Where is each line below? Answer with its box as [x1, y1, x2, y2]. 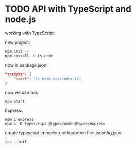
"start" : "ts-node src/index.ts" [14, 76, 82, 81]
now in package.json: [5, 62, 48, 68]
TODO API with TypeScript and [5, 3, 132, 15]
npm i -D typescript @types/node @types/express [5, 121, 105, 127]
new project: [5, 39, 30, 45]
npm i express [5, 117, 34, 122]
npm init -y [5, 49, 29, 54]
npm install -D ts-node [5, 53, 53, 58]
